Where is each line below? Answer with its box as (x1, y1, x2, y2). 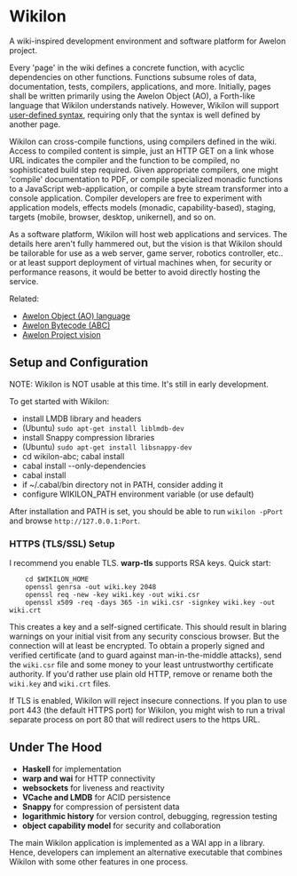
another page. (9, 118, 61, 130)
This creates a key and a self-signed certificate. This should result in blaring (9, 622, 287, 633)
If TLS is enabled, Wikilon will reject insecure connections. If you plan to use (9, 696, 287, 706)
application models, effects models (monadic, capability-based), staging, (9, 202, 277, 212)
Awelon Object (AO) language (21, 310, 131, 321)
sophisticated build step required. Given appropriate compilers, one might (9, 164, 279, 175)
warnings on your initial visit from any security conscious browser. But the (9, 631, 279, 641)
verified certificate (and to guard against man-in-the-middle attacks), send (9, 650, 282, 661)
